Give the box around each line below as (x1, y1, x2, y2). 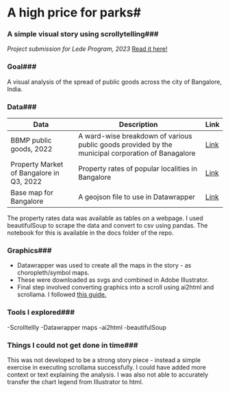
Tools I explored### (7, 307, 75, 317)
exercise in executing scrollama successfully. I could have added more (7, 363, 207, 371)
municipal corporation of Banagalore (78, 149, 196, 158)
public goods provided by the (78, 140, 172, 150)
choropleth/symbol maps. (16, 269, 90, 277)
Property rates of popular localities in (78, 164, 197, 174)
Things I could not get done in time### (7, 340, 138, 350)
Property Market (10, 160, 64, 169)
